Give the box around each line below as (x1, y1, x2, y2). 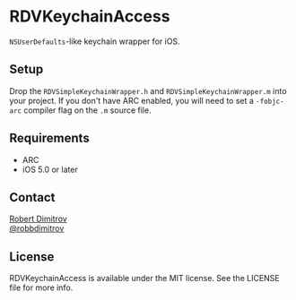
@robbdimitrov (9, 223, 65, 234)
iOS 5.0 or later (22, 164, 78, 175)
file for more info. (9, 282, 74, 293)
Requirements (9, 131, 90, 146)
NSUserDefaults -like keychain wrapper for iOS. (9, 36, 181, 47)
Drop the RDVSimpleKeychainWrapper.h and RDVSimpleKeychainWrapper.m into (9, 85, 287, 96)
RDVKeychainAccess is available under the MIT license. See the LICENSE (9, 273, 280, 284)
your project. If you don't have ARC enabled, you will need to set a (9, 95, 254, 106)
